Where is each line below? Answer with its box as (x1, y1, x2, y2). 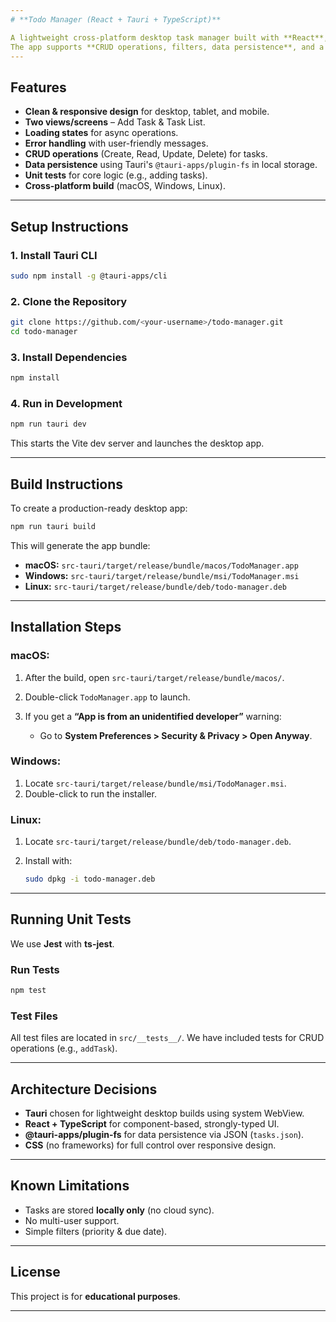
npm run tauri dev (10, 419, 87, 430)
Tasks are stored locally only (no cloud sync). (24, 1204, 215, 1216)
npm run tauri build (10, 521, 97, 531)
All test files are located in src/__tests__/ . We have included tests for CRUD (10, 1032, 325, 1044)
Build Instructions (10, 476, 124, 493)
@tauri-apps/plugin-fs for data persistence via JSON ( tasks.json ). (24, 1129, 305, 1141)
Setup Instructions (10, 218, 129, 235)
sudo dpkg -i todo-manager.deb (24, 874, 156, 885)
